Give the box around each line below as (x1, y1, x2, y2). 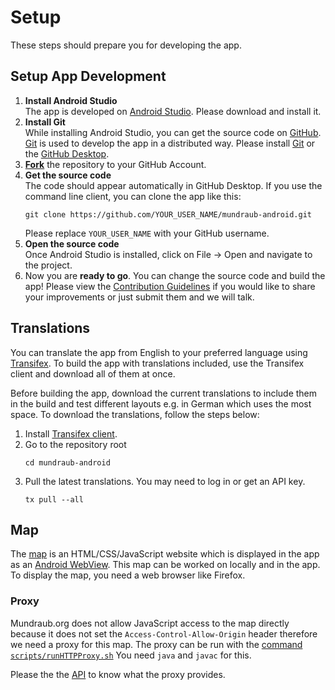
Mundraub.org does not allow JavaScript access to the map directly (10, 617, 290, 629)
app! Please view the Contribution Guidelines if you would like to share (24, 280, 316, 292)
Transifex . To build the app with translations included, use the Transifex (10, 357, 305, 369)
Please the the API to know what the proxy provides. (10, 668, 226, 680)
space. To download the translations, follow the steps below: (10, 408, 260, 420)
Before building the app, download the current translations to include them (10, 387, 318, 399)
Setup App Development (10, 68, 167, 85)
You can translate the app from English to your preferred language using (10, 346, 308, 358)
